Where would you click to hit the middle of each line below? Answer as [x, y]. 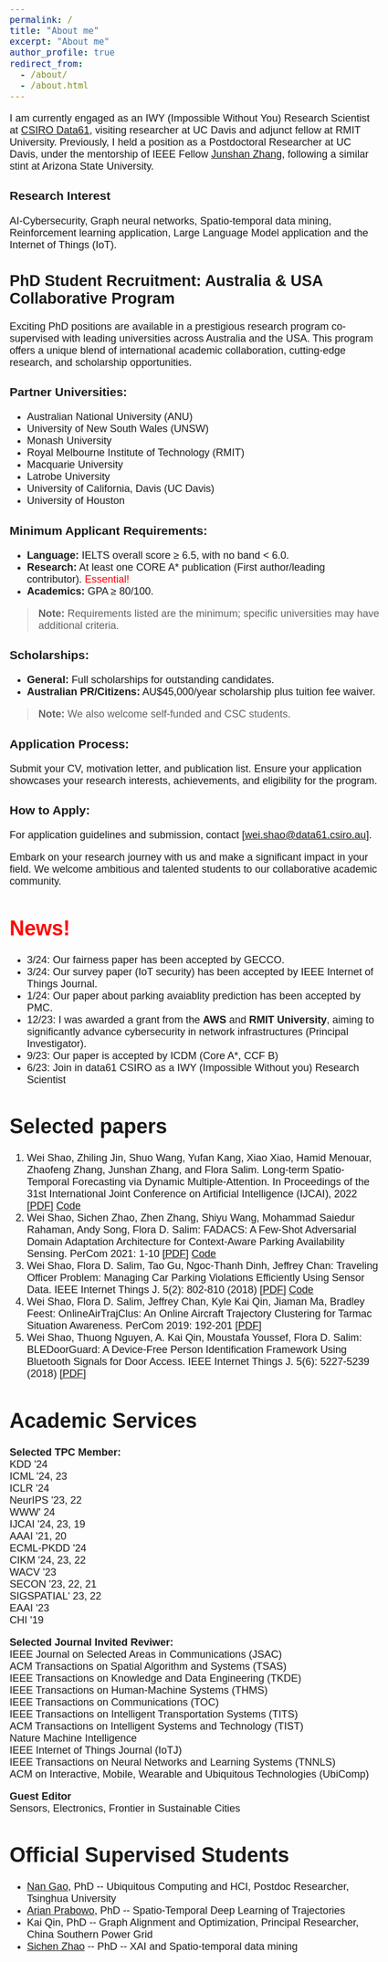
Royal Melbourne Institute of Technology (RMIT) [136, 453]
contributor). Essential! [78, 579]
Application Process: [69, 744]
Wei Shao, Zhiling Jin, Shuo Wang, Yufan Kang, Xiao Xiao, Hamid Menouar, [199, 1159]
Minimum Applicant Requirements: [109, 530]
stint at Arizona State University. [82, 166]
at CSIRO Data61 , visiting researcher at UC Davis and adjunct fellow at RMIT [185, 130]
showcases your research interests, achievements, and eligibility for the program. [194, 781]
